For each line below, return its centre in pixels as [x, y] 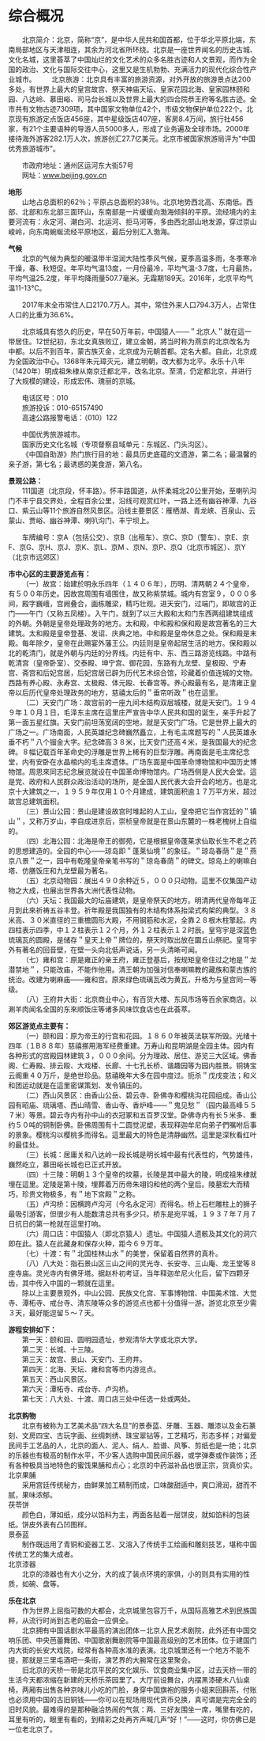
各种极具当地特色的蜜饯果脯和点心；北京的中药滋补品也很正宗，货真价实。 [136, 1465]
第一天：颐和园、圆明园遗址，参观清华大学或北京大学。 [112, 1339]
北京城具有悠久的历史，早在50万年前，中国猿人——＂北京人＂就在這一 [137, 331]
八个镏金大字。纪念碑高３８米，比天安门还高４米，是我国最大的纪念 [146, 742]
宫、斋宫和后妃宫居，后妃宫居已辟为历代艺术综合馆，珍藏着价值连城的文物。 [132, 673]
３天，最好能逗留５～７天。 [53, 1312]
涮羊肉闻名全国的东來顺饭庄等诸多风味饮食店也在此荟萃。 [101, 1009]
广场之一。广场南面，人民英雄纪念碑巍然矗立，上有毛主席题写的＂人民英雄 [129, 732]
